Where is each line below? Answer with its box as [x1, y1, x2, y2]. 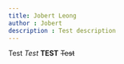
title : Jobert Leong [8, 11, 78, 20]
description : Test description [8, 26, 116, 34]
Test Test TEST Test [8, 49, 75, 58]
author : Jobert [8, 19, 62, 27]
